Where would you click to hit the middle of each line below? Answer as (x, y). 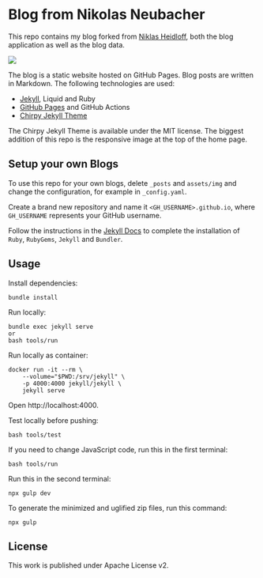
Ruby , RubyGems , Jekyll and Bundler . (66, 239)
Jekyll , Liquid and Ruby (58, 98)
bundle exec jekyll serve (51, 327)
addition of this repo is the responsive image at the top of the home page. (128, 139)
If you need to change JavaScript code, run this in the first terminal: (118, 449)
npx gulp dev (30, 493)
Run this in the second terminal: (60, 478)
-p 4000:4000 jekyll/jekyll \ (72, 383)
